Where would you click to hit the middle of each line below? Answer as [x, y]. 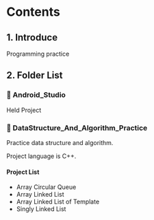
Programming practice [38, 54]
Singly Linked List [41, 209]
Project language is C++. [41, 156]
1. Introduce [32, 37]
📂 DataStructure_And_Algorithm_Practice [77, 128]
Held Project [24, 110]
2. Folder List [35, 75]
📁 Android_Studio [36, 95]
